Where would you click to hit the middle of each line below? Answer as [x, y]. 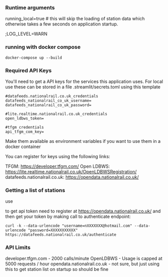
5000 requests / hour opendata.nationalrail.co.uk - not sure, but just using [82, 264]
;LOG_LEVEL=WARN [26, 34]
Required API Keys [29, 70]
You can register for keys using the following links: [58, 156]
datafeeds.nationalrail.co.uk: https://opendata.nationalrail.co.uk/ [72, 177]
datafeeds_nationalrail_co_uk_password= [49, 105]
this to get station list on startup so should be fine [57, 269]
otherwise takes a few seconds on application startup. [62, 24]
